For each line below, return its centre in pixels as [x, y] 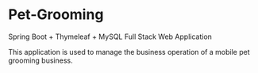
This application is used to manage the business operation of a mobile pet [129, 52]
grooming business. [40, 60]
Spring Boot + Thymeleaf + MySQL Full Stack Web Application [110, 36]
